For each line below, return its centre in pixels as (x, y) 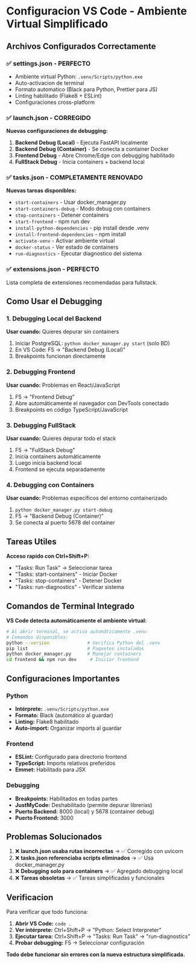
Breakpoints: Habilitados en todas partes (66, 799)
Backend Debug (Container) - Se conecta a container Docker (92, 149)
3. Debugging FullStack (41, 425)
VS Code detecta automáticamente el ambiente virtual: (77, 621)
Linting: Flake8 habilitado (47, 721)
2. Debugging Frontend (41, 372)
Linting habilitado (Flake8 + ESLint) (58, 95)
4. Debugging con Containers (50, 485)
